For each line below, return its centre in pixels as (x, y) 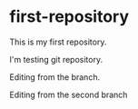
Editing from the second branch (69, 94)
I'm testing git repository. (56, 59)
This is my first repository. (58, 42)
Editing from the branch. (55, 77)
